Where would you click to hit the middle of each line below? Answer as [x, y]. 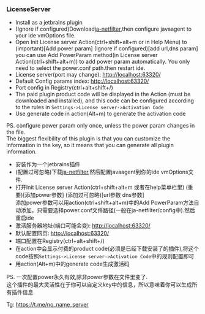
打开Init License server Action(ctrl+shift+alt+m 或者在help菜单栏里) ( [102, 187]
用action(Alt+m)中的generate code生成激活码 [72, 264]
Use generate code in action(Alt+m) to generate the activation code [100, 114]
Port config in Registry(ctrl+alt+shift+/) [64, 88]
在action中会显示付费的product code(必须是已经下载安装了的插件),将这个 [107, 249]
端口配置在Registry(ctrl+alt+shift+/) [60, 241]
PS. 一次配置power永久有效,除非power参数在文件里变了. [77, 277]
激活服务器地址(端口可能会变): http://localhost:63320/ [83, 226]
